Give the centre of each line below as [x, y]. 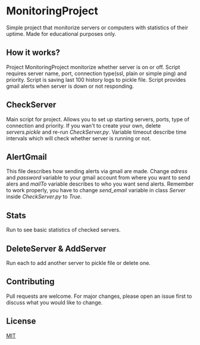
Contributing [30, 282]
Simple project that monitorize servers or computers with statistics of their [97, 27]
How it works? [33, 53]
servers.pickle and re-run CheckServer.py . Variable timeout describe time [96, 132]
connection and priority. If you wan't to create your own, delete [84, 125]
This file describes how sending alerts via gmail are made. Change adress [97, 171]
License [21, 321]
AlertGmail [27, 157]
